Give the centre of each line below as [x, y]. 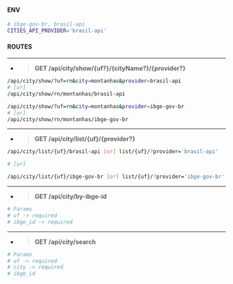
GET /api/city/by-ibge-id [71, 197]
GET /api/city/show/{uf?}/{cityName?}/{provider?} [110, 69]
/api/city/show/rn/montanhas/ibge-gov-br [68, 119]
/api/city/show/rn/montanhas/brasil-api [67, 94]
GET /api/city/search [65, 242]
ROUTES [20, 46]
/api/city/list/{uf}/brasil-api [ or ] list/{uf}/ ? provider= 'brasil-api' [113, 152]
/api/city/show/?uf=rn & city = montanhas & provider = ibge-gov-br [96, 106]
